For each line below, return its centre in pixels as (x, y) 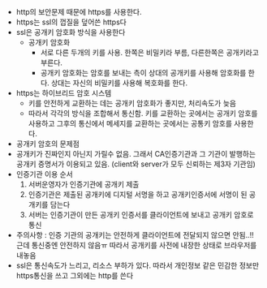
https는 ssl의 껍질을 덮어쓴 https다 (71, 22)
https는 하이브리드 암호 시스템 (64, 93)
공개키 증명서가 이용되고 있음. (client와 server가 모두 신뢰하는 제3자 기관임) (136, 164)
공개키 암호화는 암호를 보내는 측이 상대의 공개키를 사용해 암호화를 (143, 73)
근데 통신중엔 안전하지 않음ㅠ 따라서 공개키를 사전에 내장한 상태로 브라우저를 (136, 245)
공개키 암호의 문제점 (47, 144)
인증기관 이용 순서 (44, 174)
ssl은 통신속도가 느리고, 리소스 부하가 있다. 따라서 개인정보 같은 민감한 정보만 (138, 265)
